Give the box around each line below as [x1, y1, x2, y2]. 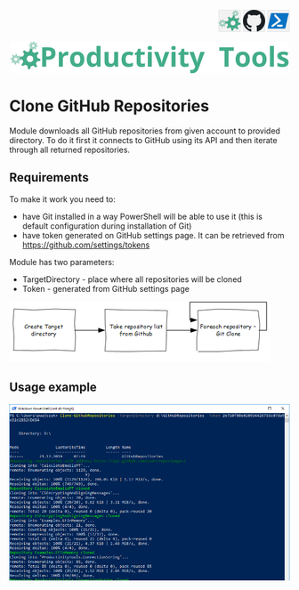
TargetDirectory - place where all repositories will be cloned [21, 273, 242, 285]
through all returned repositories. [9, 144, 131, 155]
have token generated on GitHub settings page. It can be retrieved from [21, 230, 285, 240]
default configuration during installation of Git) [21, 220, 192, 231]
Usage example [9, 380, 98, 395]
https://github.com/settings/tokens [21, 239, 150, 250]
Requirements [9, 170, 89, 185]
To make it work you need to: [9, 193, 116, 205]
